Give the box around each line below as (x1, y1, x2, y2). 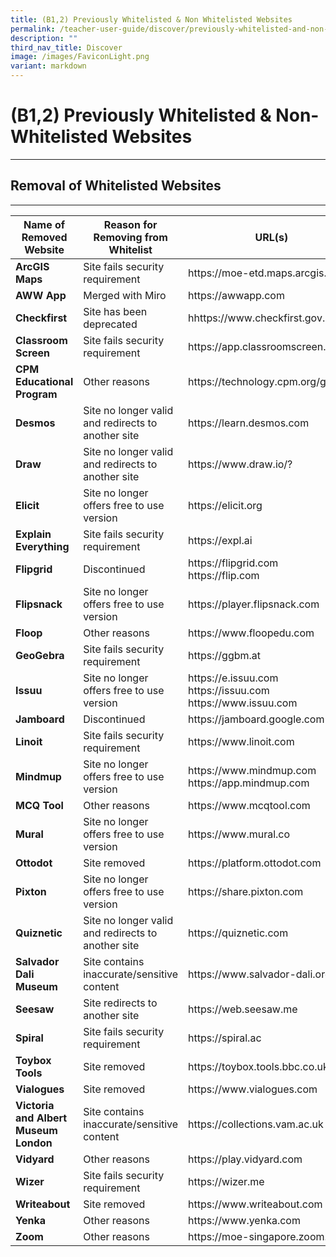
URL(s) (254, 230, 289, 244)
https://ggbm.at (188, 648, 262, 662)
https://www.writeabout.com (188, 1197, 323, 1211)
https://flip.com (188, 568, 260, 582)
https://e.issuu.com (188, 671, 279, 685)
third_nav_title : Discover (10, 42, 123, 53)
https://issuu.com (188, 683, 270, 697)
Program (15, 387, 58, 401)
